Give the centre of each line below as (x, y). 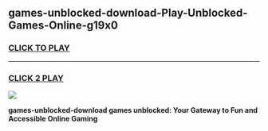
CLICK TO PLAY (39, 48)
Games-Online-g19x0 (63, 26)
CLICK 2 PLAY (36, 78)
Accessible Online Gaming (53, 118)
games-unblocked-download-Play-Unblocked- (128, 13)
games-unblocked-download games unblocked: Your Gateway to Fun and (133, 110)
